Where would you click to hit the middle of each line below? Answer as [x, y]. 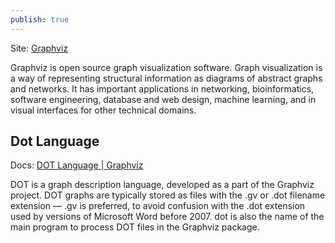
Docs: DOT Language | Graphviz [77, 165]
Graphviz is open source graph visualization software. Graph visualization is [166, 67]
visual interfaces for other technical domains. [103, 110]
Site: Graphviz [39, 48]
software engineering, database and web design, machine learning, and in [163, 99]
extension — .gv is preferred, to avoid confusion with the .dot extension [158, 206]
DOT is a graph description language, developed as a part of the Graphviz [162, 185]
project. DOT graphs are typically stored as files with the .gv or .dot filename [168, 195]
